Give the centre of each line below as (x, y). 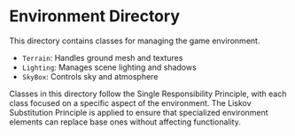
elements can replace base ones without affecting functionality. (125, 122)
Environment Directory (94, 16)
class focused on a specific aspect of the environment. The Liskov (130, 102)
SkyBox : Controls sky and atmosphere (90, 76)
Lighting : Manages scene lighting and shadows (109, 67)
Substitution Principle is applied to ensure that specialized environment (139, 112)
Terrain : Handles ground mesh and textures (102, 57)
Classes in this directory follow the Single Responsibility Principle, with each (148, 94)
